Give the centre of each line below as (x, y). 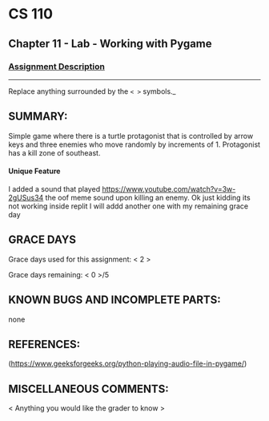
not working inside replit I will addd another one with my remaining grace (128, 206)
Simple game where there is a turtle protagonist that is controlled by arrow (131, 136)
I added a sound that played (54, 188)
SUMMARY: (38, 117)
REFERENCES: (44, 344)
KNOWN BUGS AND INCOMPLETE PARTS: (115, 300)
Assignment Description (57, 67)
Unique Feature (34, 171)
